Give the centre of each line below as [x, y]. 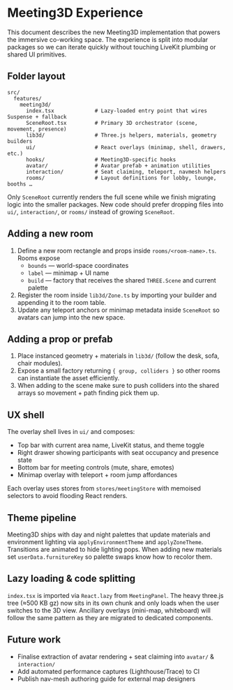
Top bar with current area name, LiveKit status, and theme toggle [111, 445]
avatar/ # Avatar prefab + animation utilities [118, 165]
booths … [20, 184]
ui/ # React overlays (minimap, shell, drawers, [126, 147]
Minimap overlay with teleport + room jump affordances [97, 475]
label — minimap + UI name [68, 273]
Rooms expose [39, 258]
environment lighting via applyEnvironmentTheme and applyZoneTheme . [105, 542]
